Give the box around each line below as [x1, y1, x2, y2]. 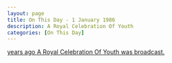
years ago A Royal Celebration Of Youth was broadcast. [7, 48, 165, 56]
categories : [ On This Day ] [7, 29, 85, 36]
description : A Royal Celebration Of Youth [7, 23, 134, 29]
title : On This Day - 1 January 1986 [7, 16, 116, 23]
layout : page [7, 10, 45, 17]
